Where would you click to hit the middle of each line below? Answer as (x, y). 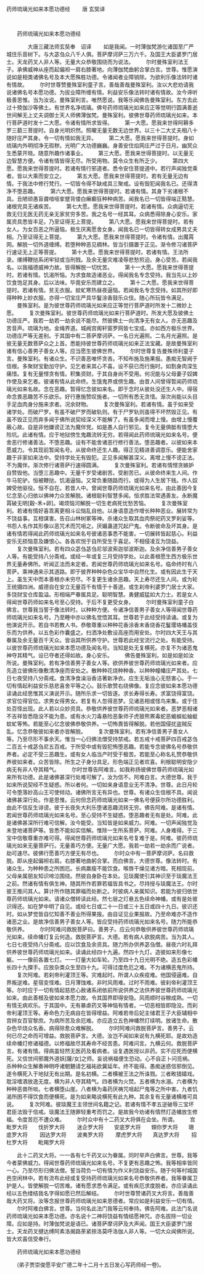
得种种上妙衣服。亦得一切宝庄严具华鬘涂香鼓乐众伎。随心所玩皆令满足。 (97, 298)
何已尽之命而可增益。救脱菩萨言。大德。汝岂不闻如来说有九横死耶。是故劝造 (102, 1036)
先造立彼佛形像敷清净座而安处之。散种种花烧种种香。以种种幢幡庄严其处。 (99, 670)
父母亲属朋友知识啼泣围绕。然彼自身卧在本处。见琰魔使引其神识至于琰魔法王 (102, 876)
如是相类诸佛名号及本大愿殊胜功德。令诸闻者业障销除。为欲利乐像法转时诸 (104, 77)
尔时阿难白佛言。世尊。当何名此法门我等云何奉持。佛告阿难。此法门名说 (107, 1208)
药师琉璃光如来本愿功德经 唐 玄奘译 (56, 9)
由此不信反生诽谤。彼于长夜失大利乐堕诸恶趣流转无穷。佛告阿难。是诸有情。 (102, 807)
